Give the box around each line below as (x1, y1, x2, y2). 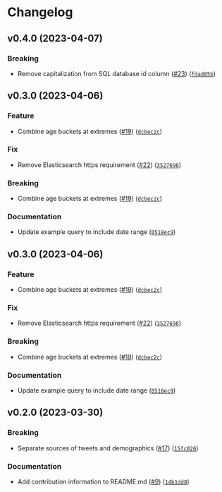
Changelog (7, 4, 73, 20)
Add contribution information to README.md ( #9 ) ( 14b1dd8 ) (17, 477, 190, 486)
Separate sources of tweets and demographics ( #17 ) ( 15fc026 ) (17, 443, 199, 452)
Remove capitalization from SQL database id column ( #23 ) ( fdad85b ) (17, 69, 216, 78)
